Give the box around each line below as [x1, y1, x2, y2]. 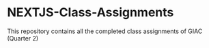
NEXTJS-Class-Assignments [7, 5, 174, 20]
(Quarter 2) [7, 34, 39, 42]
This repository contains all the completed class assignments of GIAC [7, 27, 203, 35]
